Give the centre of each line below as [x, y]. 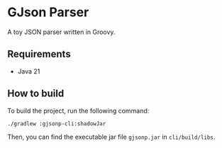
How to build [36, 94]
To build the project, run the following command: [78, 110]
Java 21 [29, 71]
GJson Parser [48, 12]
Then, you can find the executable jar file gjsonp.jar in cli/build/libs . [111, 137]
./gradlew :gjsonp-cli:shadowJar [57, 124]
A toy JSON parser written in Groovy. [61, 32]
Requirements [39, 54]
